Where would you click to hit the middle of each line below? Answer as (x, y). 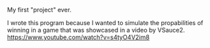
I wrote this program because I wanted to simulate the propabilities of (105, 23)
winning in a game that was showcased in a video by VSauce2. (96, 30)
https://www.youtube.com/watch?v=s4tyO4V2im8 (78, 37)
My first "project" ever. (39, 10)
